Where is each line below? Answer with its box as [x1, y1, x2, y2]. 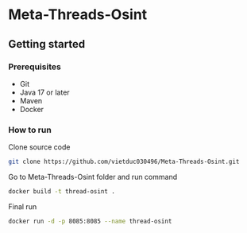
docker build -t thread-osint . [8, 188, 115, 196]
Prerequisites [8, 61, 61, 72]
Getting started [8, 37, 86, 51]
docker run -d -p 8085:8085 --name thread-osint [8, 217, 172, 225]
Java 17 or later [19, 87, 70, 97]
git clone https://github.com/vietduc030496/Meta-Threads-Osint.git [8, 157, 240, 166]
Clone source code [8, 142, 71, 152]
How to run [8, 124, 52, 135]
